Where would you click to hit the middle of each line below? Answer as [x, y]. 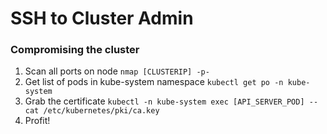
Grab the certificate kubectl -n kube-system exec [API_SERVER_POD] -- [171, 101]
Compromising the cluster [75, 50]
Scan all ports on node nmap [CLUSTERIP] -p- [117, 71]
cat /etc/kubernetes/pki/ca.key [92, 111]
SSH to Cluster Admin [102, 18]
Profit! [37, 121]
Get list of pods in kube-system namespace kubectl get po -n [154, 82]
